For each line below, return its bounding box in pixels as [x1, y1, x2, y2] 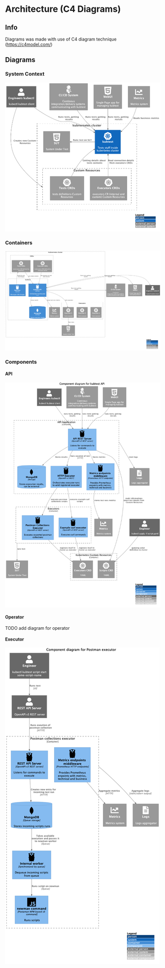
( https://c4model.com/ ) [5, 41, 53, 47]
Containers [5, 239, 33, 246]
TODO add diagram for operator [5, 625, 70, 631]
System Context [5, 71, 45, 78]
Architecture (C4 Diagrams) [5, 3, 121, 15]
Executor [5, 636, 24, 643]
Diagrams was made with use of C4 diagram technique [5, 36, 117, 42]
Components [5, 359, 37, 365]
